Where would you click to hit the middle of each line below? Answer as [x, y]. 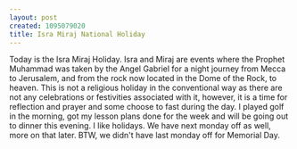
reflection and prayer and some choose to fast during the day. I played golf [147, 107]
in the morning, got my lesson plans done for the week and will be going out [149, 116]
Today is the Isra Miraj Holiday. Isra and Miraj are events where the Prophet [147, 60]
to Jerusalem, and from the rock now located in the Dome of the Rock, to [143, 79]
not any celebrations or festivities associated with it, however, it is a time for [148, 97]
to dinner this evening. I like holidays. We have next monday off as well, [140, 126]
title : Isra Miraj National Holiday [77, 34]
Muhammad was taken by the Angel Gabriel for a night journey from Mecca [148, 69]
